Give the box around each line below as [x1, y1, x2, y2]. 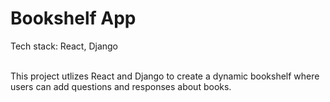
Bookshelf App [10, 7, 137, 30]
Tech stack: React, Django [10, 40, 118, 52]
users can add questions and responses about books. [10, 80, 232, 92]
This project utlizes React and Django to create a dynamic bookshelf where [10, 70, 320, 82]
